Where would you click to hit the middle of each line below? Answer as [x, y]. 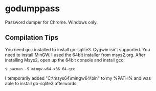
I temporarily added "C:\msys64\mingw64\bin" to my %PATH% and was [78, 78]
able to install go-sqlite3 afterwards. [42, 83]
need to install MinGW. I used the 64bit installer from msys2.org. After [75, 55]
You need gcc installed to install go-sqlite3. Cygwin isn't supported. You [78, 49]
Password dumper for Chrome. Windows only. [51, 22]
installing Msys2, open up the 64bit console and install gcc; [65, 60]
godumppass [33, 9]
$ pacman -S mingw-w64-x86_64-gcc [40, 69]
